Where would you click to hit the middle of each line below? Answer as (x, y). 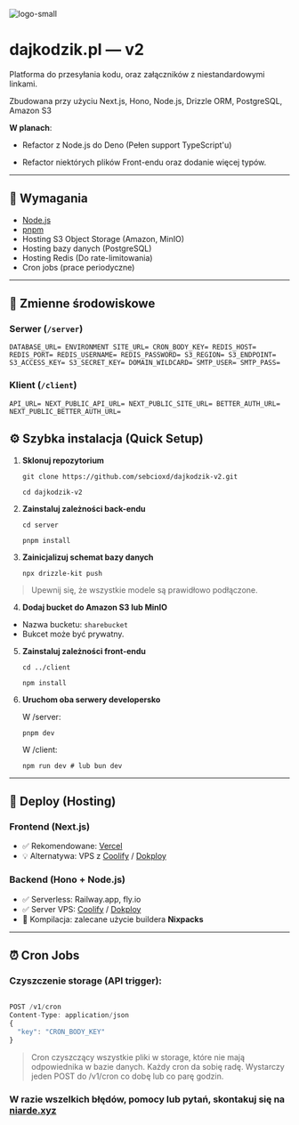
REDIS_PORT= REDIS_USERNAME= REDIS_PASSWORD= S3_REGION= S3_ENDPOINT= (143, 355)
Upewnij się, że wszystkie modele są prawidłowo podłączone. (144, 590)
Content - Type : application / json (69, 1016)
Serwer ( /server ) (46, 329)
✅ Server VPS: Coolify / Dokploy (81, 909)
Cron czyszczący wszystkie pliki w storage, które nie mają (138, 1057)
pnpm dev (38, 733)
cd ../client (46, 668)
